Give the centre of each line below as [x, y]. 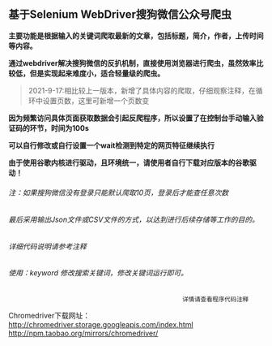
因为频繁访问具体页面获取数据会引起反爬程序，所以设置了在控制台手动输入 [132, 118]
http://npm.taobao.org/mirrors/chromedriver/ [83, 333]
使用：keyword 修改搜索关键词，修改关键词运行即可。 [98, 273]
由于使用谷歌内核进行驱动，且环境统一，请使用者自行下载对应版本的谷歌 [129, 162]
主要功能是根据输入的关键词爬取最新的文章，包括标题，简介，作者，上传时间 [136, 36]
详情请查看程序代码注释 [215, 299]
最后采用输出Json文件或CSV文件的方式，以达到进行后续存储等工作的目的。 [134, 220]
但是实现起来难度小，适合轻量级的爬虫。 [97, 73]
